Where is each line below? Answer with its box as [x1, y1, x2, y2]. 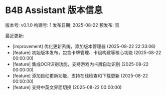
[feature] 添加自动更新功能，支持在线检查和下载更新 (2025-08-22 [12, 72, 148, 78]
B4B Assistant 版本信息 [5, 4, 103, 16]
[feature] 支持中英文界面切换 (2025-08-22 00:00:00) [12, 84, 122, 90]
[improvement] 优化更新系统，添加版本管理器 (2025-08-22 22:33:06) [12, 43, 156, 49]
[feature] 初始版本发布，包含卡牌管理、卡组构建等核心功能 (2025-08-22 [12, 49, 161, 55]
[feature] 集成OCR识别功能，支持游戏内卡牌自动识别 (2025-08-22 [12, 61, 149, 67]
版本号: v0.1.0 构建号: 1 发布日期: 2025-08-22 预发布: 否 [5, 22, 119, 28]
